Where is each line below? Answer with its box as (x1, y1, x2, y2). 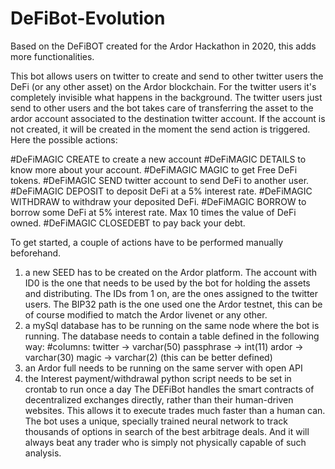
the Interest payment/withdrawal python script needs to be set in (24, 372, 292, 384)
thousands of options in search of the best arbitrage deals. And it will (24, 425, 310, 437)
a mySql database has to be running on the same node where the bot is (24, 319, 320, 331)
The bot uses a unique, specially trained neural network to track (24, 415, 288, 427)
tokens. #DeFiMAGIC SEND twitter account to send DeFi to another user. (10, 174, 310, 186)
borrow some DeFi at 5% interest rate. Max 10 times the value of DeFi (10, 206, 297, 218)
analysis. (24, 447, 62, 459)
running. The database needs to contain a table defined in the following (24, 330, 320, 342)
